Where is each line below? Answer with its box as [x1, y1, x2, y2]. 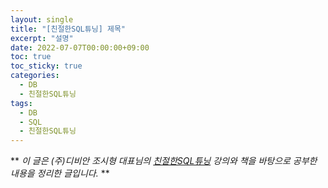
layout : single [10, 14, 74, 25]
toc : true [10, 52, 52, 62]
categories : [10, 71, 60, 81]
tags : [10, 98, 33, 108]
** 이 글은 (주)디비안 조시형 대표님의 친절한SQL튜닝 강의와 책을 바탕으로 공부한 [10, 155, 318, 167]
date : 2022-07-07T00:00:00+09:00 [10, 42, 150, 53]
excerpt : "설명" [10, 33, 74, 43]
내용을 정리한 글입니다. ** [10, 167, 110, 180]
